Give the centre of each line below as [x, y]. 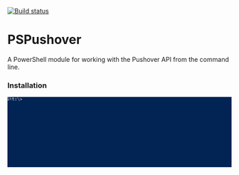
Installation [27, 85]
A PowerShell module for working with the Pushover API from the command [118, 59]
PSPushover [44, 40]
